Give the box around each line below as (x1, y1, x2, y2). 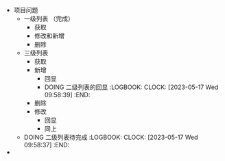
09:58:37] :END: (23, 141, 70, 149)
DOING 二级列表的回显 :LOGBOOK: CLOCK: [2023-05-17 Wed (44, 83, 219, 91)
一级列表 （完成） (23, 14, 74, 23)
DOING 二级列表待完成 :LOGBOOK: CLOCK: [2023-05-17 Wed (23, 133, 198, 141)
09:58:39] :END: (44, 91, 91, 99)
